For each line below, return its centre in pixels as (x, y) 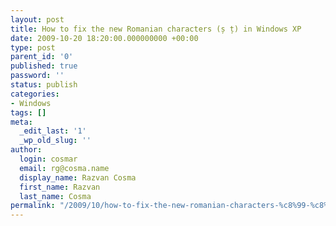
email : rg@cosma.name (64, 168)
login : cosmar (48, 159)
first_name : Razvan (60, 187)
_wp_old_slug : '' (55, 141)
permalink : (33, 206)
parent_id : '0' (42, 57)
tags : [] (28, 112)
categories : (35, 94)
